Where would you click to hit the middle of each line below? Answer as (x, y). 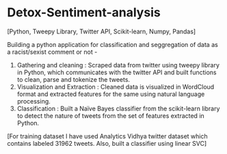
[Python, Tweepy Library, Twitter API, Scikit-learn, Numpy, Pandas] (102, 31)
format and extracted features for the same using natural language (111, 94)
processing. (34, 101)
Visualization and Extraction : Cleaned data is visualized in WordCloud (116, 87)
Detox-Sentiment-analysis (84, 13)
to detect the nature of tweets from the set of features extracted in (111, 115)
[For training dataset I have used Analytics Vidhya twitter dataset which (108, 136)
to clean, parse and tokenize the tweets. (74, 79)
